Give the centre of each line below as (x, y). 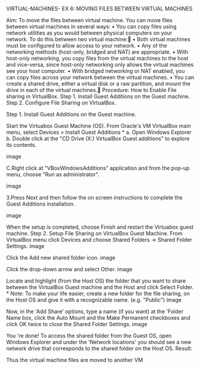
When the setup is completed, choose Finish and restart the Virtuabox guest (100, 227)
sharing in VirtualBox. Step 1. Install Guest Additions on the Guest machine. (98, 96)
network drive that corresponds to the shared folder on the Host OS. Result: (99, 348)
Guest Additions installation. (41, 204)
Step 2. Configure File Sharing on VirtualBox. (61, 103)
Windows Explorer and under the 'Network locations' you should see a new (99, 342)
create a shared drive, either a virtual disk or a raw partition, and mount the (99, 84)
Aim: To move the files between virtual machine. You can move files (90, 20)
